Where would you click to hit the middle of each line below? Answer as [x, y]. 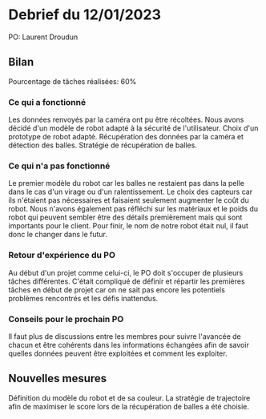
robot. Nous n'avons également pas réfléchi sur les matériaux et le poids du [133, 209]
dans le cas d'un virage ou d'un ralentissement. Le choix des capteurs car [131, 192]
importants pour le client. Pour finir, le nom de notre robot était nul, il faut [128, 226]
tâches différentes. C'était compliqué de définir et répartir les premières [127, 281]
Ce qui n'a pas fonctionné [59, 166]
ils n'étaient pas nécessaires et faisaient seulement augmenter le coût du [129, 200]
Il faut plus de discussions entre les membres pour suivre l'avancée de [125, 336]
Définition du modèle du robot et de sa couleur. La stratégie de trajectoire [129, 397]
